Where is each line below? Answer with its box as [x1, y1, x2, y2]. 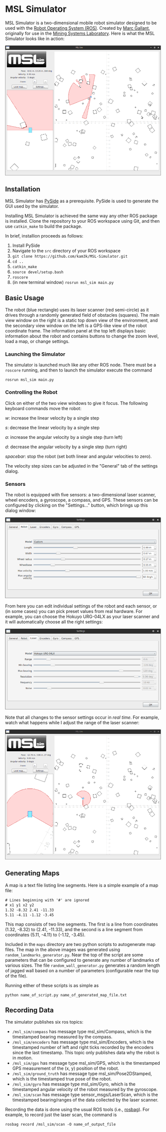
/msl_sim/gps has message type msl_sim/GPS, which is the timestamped [12, 1060, 160, 1066]
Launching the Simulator [5, 351, 66, 358]
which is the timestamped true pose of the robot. [12, 1076, 112, 1082]
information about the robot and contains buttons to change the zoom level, [5, 333, 159, 339]
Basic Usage [5, 293, 44, 302]
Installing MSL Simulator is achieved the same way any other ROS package [5, 213, 158, 219]
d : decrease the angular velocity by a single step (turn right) [5, 444, 127, 450]
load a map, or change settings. [5, 338, 70, 344]
